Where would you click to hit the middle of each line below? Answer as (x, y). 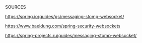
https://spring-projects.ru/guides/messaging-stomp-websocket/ (71, 35)
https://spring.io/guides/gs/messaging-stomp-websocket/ (65, 16)
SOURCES (16, 7)
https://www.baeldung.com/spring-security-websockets (63, 26)
